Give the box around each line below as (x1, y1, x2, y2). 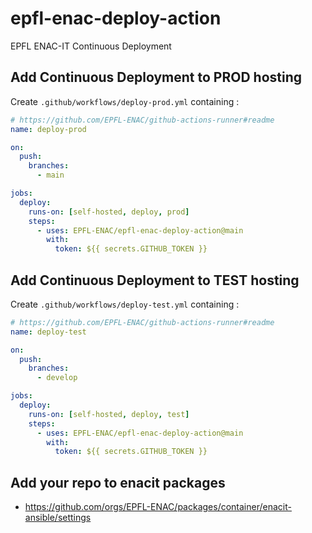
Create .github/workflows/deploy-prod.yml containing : (10, 95, 240, 107)
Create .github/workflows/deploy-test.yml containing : (10, 298, 240, 310)
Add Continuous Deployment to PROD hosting (10, 69, 302, 86)
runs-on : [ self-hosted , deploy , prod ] (28, 207, 190, 217)
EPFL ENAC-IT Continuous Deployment (10, 40, 172, 52)
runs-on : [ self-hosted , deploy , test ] (28, 409, 190, 419)
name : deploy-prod (10, 124, 87, 134)
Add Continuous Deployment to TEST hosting (10, 272, 300, 289)
